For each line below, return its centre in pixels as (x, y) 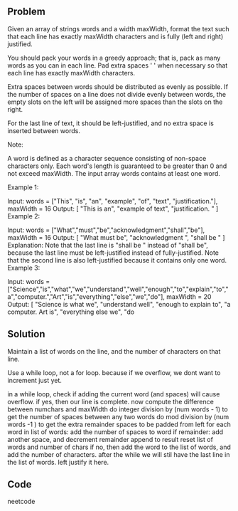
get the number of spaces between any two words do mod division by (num (118, 416)
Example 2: (24, 216)
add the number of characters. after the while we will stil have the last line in (119, 454)
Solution (26, 334)
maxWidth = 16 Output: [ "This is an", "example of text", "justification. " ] (113, 209)
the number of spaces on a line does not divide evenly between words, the (117, 94)
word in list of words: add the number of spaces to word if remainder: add (115, 432)
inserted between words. (44, 130)
